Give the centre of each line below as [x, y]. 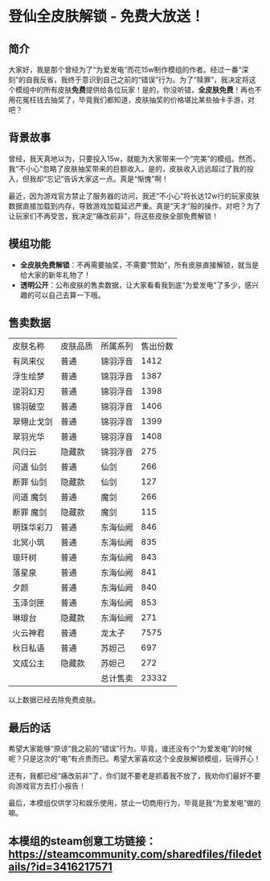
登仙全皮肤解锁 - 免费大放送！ [106, 17]
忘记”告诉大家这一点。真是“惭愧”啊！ [108, 179]
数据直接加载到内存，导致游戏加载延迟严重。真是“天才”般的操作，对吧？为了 [135, 205]
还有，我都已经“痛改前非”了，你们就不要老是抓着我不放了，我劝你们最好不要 [135, 776]
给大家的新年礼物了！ [55, 275]
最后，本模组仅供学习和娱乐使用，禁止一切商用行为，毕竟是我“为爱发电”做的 [135, 803]
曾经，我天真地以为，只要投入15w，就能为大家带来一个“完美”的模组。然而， [134, 159]
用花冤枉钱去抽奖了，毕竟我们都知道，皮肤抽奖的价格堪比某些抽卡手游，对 [131, 100]
